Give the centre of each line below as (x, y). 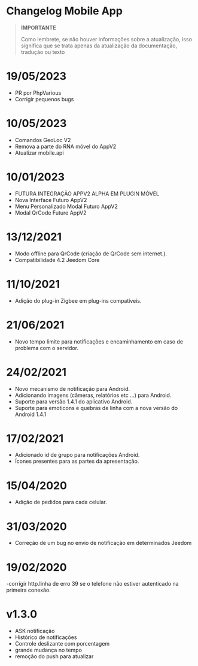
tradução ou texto (43, 52)
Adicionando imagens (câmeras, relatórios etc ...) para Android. (93, 395)
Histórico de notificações (46, 637)
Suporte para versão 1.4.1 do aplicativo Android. (74, 401)
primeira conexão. (28, 590)
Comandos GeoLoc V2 (43, 140)
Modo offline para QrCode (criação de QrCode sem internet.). (91, 254)
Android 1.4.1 (31, 414)
